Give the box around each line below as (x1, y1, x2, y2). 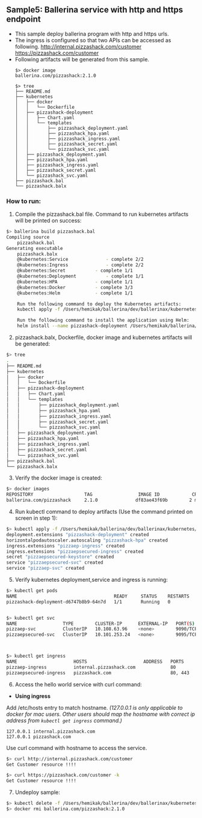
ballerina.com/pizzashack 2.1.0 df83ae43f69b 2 (6, 497, 192, 504)
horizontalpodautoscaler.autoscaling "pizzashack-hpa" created (6, 537, 168, 543)
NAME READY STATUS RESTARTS (6, 593, 189, 599)
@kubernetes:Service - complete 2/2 (17, 257, 144, 263)
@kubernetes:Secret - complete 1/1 (17, 267, 133, 274)
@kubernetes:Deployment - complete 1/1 (17, 273, 144, 279)
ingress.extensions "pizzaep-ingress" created (6, 543, 125, 549)
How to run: (6, 197, 41, 205)
